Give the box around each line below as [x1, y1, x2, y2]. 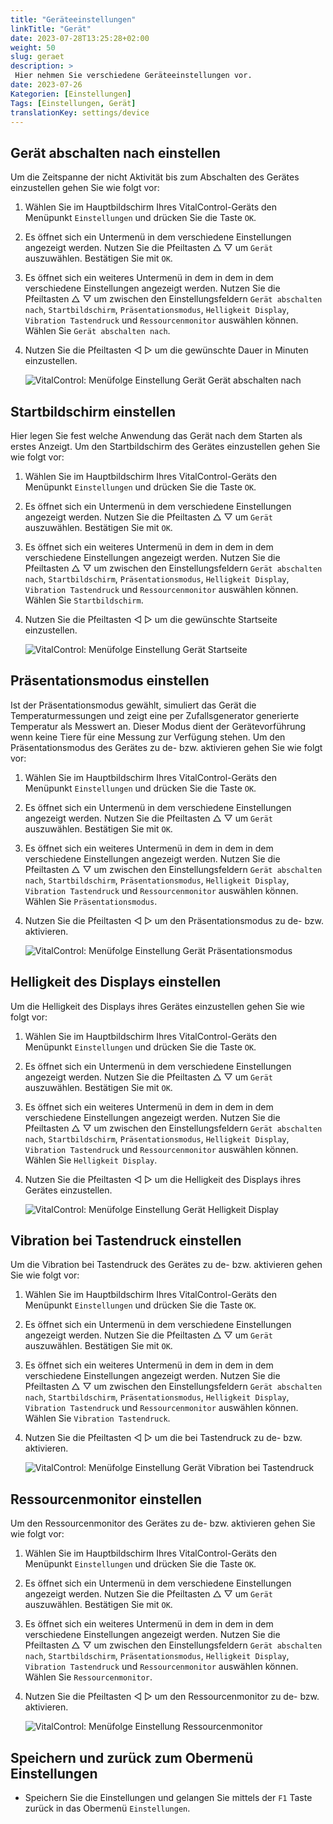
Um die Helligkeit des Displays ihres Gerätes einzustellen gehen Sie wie [10, 1000, 305, 1012]
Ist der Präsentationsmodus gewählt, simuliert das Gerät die [10, 699, 257, 711]
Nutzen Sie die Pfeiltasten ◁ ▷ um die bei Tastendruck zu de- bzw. [24, 1432, 303, 1444]
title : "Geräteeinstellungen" [10, 14, 137, 25]
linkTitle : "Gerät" [10, 24, 92, 34]
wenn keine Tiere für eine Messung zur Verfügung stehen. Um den [10, 731, 286, 743]
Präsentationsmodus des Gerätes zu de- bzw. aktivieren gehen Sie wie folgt [10, 741, 323, 753]
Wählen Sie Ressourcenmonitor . [24, 1671, 153, 1683]
